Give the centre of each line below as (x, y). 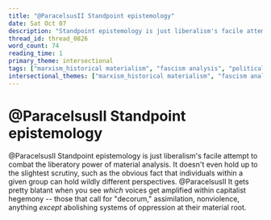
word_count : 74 (34, 46)
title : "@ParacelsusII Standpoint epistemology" (92, 16)
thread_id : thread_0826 (48, 38)
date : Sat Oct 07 (38, 23)
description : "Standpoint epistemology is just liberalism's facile (126, 31)
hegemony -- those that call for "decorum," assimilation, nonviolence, (124, 198)
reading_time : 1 (35, 53)
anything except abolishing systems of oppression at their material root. (127, 207)
